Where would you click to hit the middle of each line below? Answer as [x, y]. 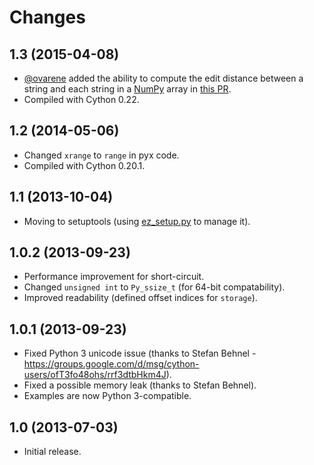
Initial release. [52, 452]
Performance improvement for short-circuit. [114, 277]
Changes [47, 17]
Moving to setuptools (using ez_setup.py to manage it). [137, 221]
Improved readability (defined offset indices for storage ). [140, 298]
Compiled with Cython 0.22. [81, 99]
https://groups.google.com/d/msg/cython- [111, 364]
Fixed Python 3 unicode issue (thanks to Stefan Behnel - [140, 353]
